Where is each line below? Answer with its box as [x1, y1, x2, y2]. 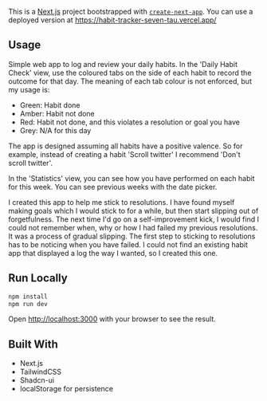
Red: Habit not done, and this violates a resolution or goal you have [19, 117, 241, 127]
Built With [8, 337, 58, 351]
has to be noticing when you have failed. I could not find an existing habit [8, 239, 249, 250]
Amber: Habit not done [19, 108, 96, 118]
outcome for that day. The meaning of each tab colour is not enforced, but [8, 76, 253, 86]
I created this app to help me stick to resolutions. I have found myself [8, 197, 235, 206]
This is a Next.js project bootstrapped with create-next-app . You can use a [8, 7, 253, 16]
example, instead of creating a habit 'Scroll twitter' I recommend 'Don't [8, 149, 241, 159]
